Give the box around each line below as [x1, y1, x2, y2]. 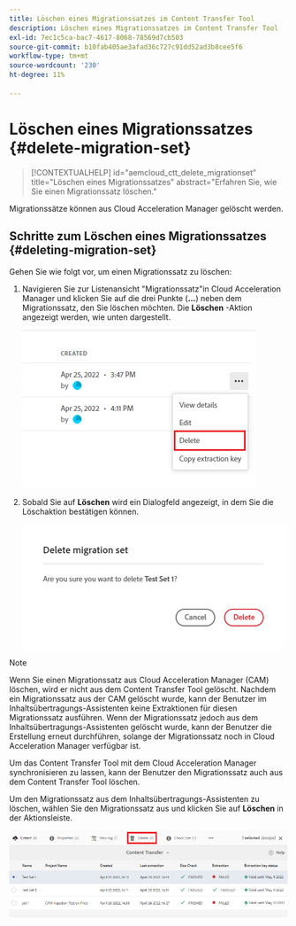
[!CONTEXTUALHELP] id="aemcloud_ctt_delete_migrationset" [30, 167, 257, 177]
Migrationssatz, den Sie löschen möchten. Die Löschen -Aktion [21, 302, 253, 313]
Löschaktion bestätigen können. [21, 506, 140, 517]
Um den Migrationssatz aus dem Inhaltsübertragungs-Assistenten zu [9, 793, 261, 804]
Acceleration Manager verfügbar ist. [9, 740, 141, 751]
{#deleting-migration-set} [9, 243, 157, 258]
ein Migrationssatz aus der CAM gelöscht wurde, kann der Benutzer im [9, 693, 267, 704]
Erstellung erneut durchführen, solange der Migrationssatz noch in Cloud [9, 731, 276, 742]
